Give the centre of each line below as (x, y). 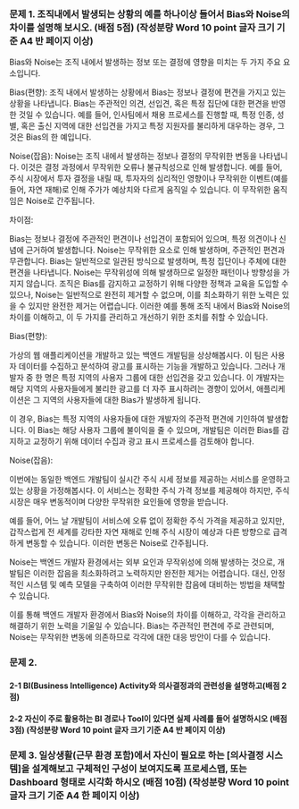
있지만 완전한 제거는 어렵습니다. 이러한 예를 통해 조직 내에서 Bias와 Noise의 (159, 306)
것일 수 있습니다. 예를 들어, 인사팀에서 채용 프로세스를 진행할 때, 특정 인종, (146, 115)
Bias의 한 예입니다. (58, 137)
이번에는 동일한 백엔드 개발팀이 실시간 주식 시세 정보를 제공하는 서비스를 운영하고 (150, 480)
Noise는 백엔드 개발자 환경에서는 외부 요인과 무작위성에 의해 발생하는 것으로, (142, 562)
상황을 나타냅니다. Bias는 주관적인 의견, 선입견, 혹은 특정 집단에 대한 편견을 (139, 104)
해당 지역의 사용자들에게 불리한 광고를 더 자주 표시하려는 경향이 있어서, (132, 389)
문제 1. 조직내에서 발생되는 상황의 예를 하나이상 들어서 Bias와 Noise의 (149, 13)
